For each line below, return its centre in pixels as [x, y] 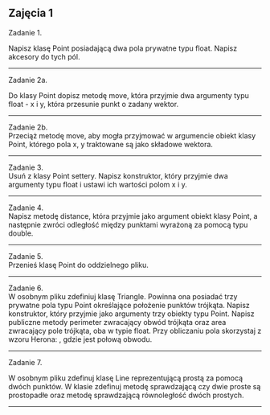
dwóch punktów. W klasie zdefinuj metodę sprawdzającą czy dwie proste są [135, 386]
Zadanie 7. [25, 362]
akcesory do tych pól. [44, 56]
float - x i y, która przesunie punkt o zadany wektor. [94, 104]
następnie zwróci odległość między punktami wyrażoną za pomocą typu [128, 224]
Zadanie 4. [26, 207]
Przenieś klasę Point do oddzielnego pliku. [78, 265]
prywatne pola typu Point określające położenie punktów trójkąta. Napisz [129, 305]
